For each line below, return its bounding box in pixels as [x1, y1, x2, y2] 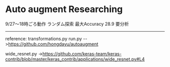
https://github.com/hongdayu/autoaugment [8, 41, 99, 47]
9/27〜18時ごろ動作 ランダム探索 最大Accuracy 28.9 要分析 [5, 21, 129, 27]
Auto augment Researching [5, 4, 123, 15]
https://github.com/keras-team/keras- [42, 50, 122, 56]
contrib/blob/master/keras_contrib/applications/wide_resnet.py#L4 [5, 56, 145, 62]
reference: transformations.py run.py [5, 35, 82, 41]
